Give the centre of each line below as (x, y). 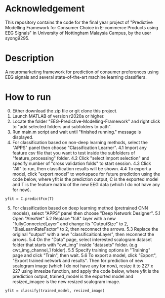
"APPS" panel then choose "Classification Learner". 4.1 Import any (80, 148)
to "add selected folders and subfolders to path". (62, 126)
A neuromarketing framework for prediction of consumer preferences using (82, 72)
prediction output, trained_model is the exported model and (73, 276)
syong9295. (17, 38)
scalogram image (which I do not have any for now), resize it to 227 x (82, 266)
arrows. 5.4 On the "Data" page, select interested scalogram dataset (82, 239)
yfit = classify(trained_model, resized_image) (55, 291)
